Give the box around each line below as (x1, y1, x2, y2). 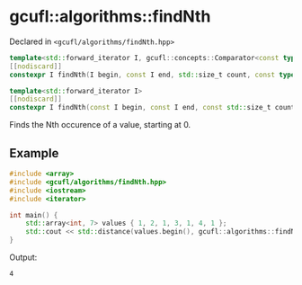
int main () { (9, 210, 58, 219)
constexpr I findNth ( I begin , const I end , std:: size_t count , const (9, 70, 276, 79)
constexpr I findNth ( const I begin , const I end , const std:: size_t (9, 103, 271, 112)
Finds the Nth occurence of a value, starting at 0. (9, 120, 191, 130)
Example (9, 146, 59, 161)
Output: (9, 252, 38, 263)
